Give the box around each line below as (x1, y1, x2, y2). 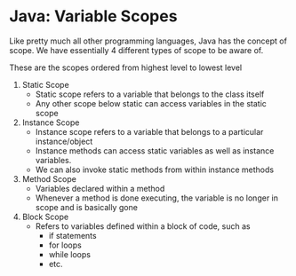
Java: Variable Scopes (9, 6, 178, 27)
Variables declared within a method (35, 183, 165, 193)
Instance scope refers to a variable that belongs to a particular (35, 126, 264, 137)
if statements (48, 230, 97, 241)
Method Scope (21, 173, 77, 184)
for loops (48, 240, 82, 250)
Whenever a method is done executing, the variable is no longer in (35, 193, 278, 203)
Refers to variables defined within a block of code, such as (35, 220, 251, 232)
